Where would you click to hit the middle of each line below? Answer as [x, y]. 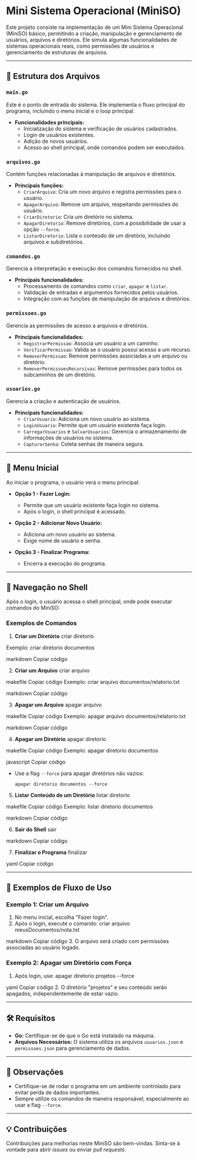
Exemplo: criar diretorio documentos [50, 647]
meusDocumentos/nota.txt [47, 930]
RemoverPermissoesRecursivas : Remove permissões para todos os [103, 368]
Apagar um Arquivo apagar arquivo [58, 705]
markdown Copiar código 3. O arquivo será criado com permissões [88, 941]
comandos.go [23, 256]
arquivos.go [23, 162]
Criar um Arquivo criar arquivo [52, 670]
